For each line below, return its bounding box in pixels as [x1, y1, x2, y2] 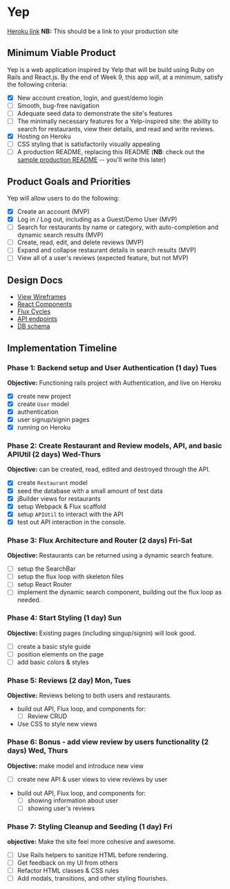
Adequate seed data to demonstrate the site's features [17, 109, 173, 118]
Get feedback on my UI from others [17, 859, 119, 867]
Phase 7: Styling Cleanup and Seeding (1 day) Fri [7, 821, 173, 831]
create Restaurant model [17, 479, 88, 487]
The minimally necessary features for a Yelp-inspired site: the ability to [17, 117, 219, 125]
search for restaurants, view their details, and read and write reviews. [17, 125, 215, 133]
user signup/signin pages [17, 416, 90, 424]
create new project [17, 392, 71, 400]
